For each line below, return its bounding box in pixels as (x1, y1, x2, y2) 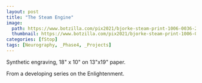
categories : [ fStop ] (6, 36, 58, 42)
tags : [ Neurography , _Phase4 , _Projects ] (6, 42, 112, 48)
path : (11, 25, 26, 32)
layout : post (6, 8, 39, 15)
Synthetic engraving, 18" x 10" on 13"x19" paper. (6, 58, 126, 66)
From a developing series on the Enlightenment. (6, 70, 124, 77)
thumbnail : (11, 31, 39, 37)
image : (6, 20, 23, 26)
